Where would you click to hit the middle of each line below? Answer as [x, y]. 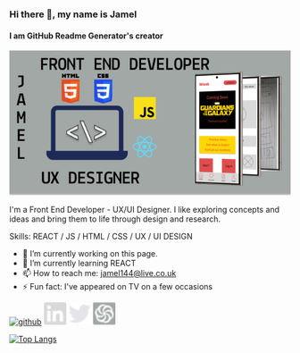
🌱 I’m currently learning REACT [79, 263]
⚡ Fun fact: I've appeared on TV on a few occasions [117, 286]
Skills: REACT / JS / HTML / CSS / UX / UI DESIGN [101, 236]
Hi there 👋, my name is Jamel [73, 14]
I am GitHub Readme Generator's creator [86, 36]
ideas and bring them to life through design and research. [115, 219]
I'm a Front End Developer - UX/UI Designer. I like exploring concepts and [144, 209]
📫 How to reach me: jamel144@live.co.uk [99, 273]
